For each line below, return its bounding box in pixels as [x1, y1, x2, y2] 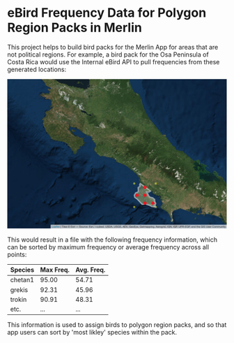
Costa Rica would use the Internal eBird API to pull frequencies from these [7, 57, 220, 66]
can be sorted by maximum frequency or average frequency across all [7, 242, 210, 251]
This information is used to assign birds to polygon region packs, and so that [7, 320, 227, 329]
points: [7, 250, 27, 258]
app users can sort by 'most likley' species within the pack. [7, 328, 178, 336]
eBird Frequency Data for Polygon [7, 5, 207, 21]
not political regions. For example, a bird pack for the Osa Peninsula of [7, 50, 209, 59]
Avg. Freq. [75, 265, 106, 274]
